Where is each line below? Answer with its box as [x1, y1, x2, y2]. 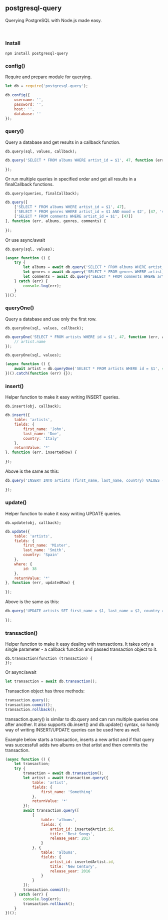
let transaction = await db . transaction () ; [5, 679, 97, 684]
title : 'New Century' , [49, 864, 97, 869]
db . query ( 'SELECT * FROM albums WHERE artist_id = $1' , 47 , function [5, 157, 153, 162]
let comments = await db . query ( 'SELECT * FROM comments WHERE [23, 274, 155, 279]
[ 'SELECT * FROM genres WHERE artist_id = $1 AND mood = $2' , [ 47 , [14, 209, 157, 215]
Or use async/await [5, 237, 45, 243]
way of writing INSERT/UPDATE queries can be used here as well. [5, 726, 140, 732]
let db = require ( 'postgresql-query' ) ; [5, 84, 88, 89]
